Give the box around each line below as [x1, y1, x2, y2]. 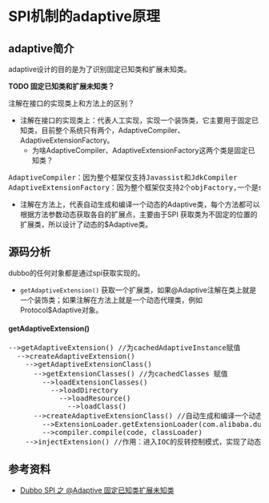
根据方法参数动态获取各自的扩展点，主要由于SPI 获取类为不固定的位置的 [19, 210, 258, 219]
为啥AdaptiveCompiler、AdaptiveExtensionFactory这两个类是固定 [31, 146, 248, 155]
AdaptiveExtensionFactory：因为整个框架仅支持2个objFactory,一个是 [8, 183, 259, 192]
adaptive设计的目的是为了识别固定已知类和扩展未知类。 [8, 65, 191, 74]
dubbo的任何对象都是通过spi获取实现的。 [8, 268, 145, 277]
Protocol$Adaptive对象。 [19, 305, 103, 315]
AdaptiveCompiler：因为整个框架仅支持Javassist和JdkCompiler [8, 173, 238, 182]
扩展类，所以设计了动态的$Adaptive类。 [19, 219, 153, 229]
